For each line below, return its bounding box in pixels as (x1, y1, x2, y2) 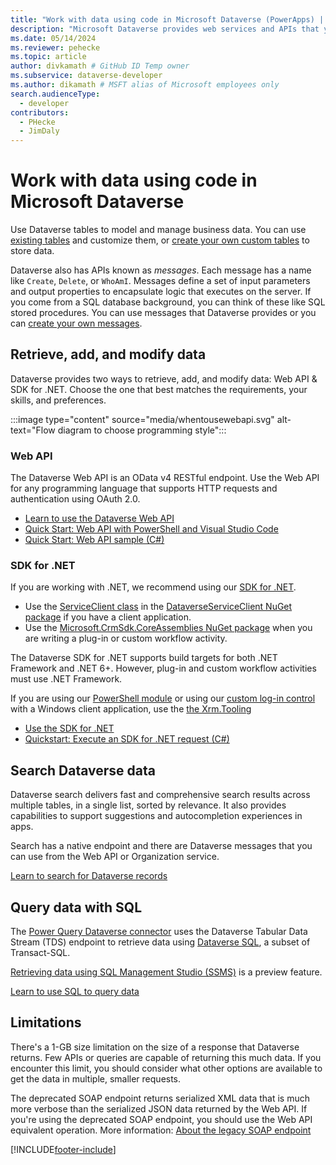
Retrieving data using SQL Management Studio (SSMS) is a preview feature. (10, 966, 323, 978)
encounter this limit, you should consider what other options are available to (10, 1062, 323, 1074)
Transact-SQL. (10, 947, 71, 959)
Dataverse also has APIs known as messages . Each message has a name (10, 264, 312, 276)
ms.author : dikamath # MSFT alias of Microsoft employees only (10, 80, 280, 90)
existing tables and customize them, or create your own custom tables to (10, 234, 310, 246)
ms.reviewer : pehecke (10, 42, 101, 53)
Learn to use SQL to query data (10, 986, 140, 998)
